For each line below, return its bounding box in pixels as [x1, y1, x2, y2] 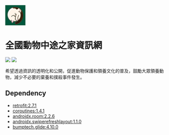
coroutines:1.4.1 [12, 108, 45, 114]
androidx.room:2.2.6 [12, 113, 55, 119]
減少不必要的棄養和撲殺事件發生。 [14, 74, 84, 80]
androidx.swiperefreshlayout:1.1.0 [12, 118, 82, 124]
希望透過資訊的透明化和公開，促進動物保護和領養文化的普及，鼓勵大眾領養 [5, 67, 159, 74]
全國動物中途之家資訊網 [5, 40, 103, 51]
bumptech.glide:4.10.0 [12, 123, 59, 130]
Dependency [5, 89, 46, 98]
